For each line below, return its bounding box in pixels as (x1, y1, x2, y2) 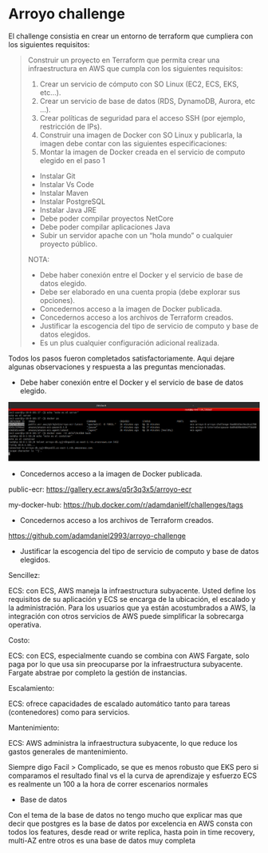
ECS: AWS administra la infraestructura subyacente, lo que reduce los (8, 739, 238, 748)
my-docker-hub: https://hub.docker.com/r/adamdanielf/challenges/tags (8, 500, 243, 510)
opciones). (39, 295, 76, 305)
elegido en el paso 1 (39, 155, 106, 165)
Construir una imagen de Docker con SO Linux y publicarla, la (39, 130, 242, 140)
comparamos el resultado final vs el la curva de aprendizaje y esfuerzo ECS (8, 771, 258, 780)
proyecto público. (39, 239, 98, 249)
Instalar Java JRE (39, 205, 97, 214)
